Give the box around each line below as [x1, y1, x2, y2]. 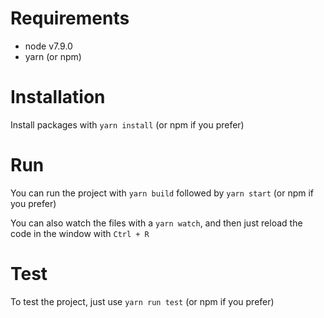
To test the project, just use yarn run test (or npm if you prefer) [10, 295, 275, 307]
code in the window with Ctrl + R [10, 227, 150, 239]
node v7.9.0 [24, 40, 73, 52]
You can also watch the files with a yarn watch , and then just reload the [10, 217, 303, 229]
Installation [10, 86, 106, 109]
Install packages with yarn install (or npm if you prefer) [10, 118, 245, 131]
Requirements [10, 7, 130, 30]
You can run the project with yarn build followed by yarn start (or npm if [10, 187, 314, 199]
